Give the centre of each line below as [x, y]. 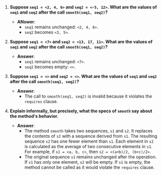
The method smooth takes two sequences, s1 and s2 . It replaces [89, 131]
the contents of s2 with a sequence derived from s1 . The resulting [91, 136]
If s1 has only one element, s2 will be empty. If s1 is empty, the [87, 162]
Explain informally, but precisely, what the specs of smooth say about [81, 111]
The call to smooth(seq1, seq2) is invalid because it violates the [88, 96]
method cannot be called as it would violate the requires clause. [89, 167]
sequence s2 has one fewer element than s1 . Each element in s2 [89, 141]
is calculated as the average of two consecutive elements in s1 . [88, 146]
